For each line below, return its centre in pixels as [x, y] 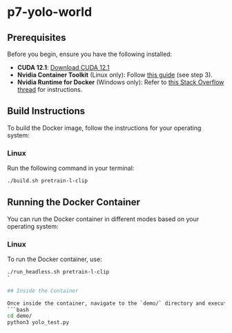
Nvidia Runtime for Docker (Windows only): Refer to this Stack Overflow [120, 82]
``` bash [18, 310]
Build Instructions [46, 111]
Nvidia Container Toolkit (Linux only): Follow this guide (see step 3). [115, 75]
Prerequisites [37, 38]
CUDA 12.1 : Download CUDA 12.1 [63, 67]
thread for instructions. [50, 89]
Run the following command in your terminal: [71, 168]
